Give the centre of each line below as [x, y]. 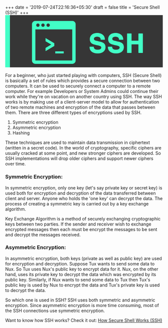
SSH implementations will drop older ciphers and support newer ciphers [79, 158]
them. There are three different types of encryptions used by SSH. [73, 112]
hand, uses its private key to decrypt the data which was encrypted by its [81, 274]
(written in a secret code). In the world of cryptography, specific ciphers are [83, 148]
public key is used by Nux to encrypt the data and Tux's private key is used [82, 285]
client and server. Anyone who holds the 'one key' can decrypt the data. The [84, 198]
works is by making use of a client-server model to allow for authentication [82, 102]
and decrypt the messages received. [43, 234]
